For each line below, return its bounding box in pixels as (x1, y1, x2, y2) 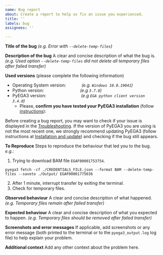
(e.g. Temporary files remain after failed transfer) (5, 200, 104, 206)
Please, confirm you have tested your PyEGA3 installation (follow (19, 103, 154, 109)
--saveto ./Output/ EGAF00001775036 (18, 171, 93, 177)
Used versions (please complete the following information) (5, 73, 124, 79)
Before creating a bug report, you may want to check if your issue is (5, 118, 142, 124)
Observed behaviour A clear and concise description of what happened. (5, 195, 152, 201)
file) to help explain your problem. (5, 235, 73, 241)
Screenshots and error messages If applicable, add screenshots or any (5, 225, 150, 230)
